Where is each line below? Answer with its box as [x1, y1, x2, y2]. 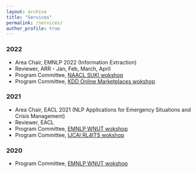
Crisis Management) [14, 112, 65, 119]
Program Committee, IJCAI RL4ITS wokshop [14, 131, 125, 138]
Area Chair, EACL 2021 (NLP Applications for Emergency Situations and [14, 106, 191, 113]
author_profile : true [6, 25, 61, 32]
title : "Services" [6, 14, 52, 20]
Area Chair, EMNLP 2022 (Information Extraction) [14, 58, 137, 66]
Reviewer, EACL [14, 119, 55, 126]
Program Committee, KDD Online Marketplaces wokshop [14, 78, 155, 85]
